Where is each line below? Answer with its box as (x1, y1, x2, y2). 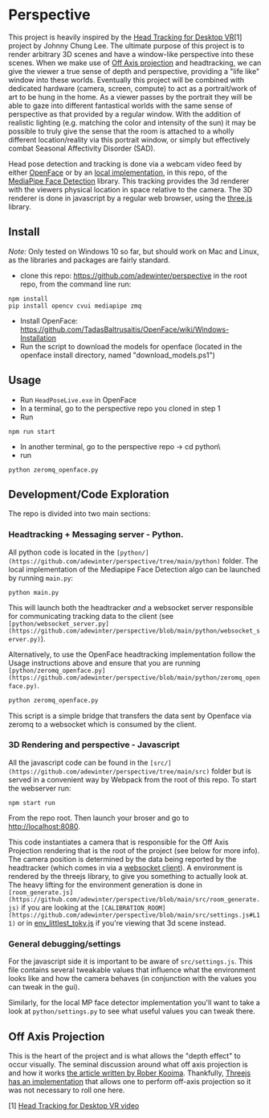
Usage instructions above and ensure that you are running (8, 658, 201, 667)
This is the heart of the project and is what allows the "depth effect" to (8, 1050, 241, 1060)
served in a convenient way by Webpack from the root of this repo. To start (8, 774, 257, 784)
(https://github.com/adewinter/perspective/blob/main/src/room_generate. (8, 895, 261, 903)
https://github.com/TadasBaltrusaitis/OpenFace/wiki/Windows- (19, 324, 230, 334)
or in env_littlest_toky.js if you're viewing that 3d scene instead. (17, 918, 226, 927)
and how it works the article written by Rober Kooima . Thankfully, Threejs (8, 1068, 251, 1078)
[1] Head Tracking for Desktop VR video (8, 1100, 140, 1110)
